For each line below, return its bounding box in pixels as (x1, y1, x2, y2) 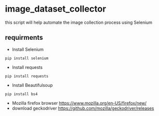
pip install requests (5, 74, 49, 79)
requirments (5, 33, 43, 42)
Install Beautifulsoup (12, 82, 53, 88)
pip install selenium (5, 56, 49, 61)
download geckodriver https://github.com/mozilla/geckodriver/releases (12, 105, 154, 111)
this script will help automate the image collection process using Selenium (5, 19, 153, 25)
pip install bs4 (5, 91, 38, 97)
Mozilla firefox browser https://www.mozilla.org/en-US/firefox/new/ (12, 100, 147, 106)
